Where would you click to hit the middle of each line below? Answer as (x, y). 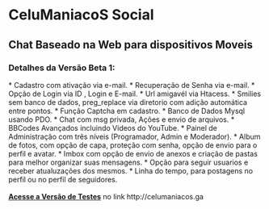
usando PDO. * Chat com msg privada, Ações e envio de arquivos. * (122, 119)
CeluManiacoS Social (82, 15)
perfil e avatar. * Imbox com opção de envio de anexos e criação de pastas (133, 153)
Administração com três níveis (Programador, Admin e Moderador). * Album (134, 136)
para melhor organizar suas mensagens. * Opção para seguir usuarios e (128, 162)
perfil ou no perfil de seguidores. (63, 179)
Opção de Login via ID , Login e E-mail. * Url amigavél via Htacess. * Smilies (134, 94)
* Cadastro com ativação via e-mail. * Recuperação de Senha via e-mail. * (132, 85)
